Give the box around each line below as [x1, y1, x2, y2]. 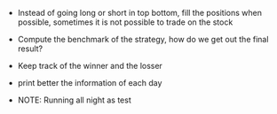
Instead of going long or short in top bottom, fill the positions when [17, 8, 262, 18]
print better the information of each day [17, 78, 162, 87]
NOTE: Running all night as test [17, 95, 131, 105]
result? [17, 43, 43, 54]
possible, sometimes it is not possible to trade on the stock [17, 17, 233, 27]
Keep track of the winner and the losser [17, 61, 162, 71]
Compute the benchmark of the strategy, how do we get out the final [17, 34, 269, 44]
